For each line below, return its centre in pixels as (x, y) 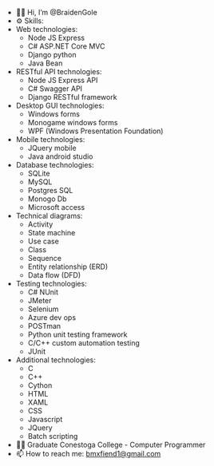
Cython (40, 385)
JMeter (40, 300)
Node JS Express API (63, 80)
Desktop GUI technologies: (60, 105)
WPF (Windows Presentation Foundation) (95, 131)
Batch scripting (53, 436)
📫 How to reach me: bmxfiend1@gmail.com (88, 454)
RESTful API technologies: (59, 71)
